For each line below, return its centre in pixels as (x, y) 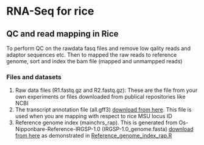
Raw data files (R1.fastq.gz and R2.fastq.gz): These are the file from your (106, 90)
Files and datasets (34, 77)
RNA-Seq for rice (50, 11)
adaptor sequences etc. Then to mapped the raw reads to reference (92, 55)
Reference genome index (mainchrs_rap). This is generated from (96, 122)
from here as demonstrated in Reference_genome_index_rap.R (93, 136)
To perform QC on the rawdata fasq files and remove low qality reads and (98, 48)
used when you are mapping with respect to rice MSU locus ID (93, 116)
